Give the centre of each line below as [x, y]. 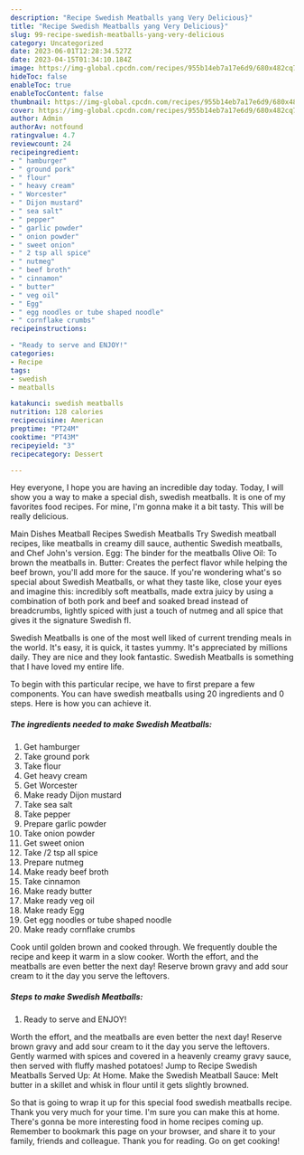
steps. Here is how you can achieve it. [81, 704]
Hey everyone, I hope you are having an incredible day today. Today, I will [147, 488]
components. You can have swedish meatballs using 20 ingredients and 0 [147, 694]
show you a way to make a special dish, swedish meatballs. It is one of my [148, 497]
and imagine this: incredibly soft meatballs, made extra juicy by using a [142, 592]
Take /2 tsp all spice [60, 853]
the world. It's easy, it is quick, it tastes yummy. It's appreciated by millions [149, 648]
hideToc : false [39, 77]
